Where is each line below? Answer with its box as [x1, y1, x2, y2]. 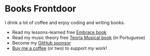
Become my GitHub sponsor [12, 39, 71, 45]
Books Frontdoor [5, 3, 77, 14]
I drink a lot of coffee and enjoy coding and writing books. [5, 19, 125, 25]
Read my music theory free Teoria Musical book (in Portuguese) [12, 34, 145, 40]
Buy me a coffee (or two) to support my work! [12, 45, 107, 51]
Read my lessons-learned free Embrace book [12, 29, 107, 35]
